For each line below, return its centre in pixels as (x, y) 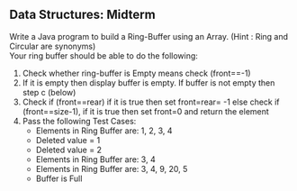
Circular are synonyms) (53, 46)
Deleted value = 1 (68, 140)
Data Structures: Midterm (82, 15)
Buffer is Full (59, 178)
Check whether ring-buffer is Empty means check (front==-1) (136, 73)
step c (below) (49, 92)
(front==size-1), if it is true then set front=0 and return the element (146, 111)
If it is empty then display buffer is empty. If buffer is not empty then (148, 82)
